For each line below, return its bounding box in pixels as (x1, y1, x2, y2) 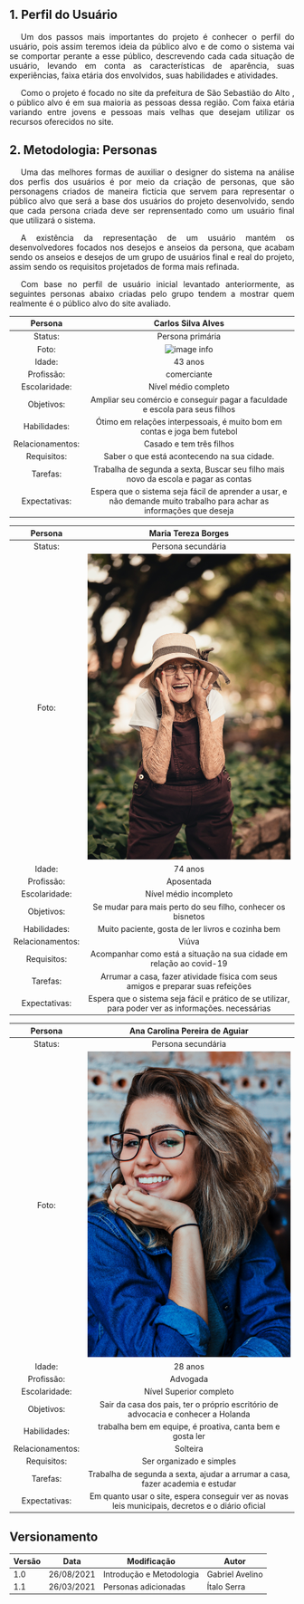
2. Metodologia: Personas (9, 142, 157, 158)
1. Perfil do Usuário (9, 7, 118, 23)
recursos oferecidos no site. (9, 116, 115, 127)
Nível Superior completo (144, 1386, 234, 1397)
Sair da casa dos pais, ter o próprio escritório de (99, 1398, 279, 1409)
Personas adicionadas (102, 1581, 185, 1592)
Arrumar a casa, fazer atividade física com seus (100, 971, 278, 982)
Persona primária (157, 331, 222, 342)
